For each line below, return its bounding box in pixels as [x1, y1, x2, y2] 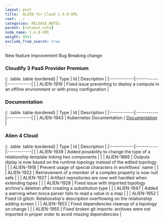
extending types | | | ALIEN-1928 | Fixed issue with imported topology [5, 180, 145, 186]
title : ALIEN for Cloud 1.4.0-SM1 [5, 12, 78, 17]
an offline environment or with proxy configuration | [5, 86, 109, 92]
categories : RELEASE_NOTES [5, 21, 60, 26]
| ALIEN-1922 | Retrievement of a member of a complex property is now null [5, 170, 158, 175]
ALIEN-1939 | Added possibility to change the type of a [39, 148, 151, 154]
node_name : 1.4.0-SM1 [5, 30, 49, 35]
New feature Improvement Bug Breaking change [5, 52, 102, 58]
